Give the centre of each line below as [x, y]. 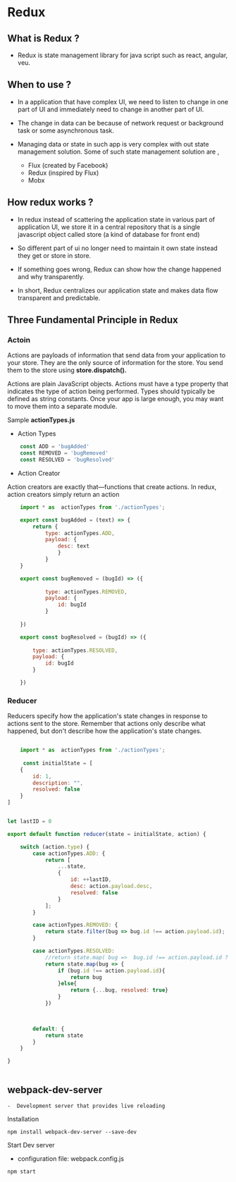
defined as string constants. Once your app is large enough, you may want [116, 399]
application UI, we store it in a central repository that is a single [109, 227]
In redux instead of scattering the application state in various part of [116, 219]
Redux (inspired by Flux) [63, 173]
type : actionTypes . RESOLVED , [75, 650]
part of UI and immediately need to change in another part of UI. [111, 109]
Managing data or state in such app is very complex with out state [113, 144]
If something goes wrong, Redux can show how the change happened [119, 269]
